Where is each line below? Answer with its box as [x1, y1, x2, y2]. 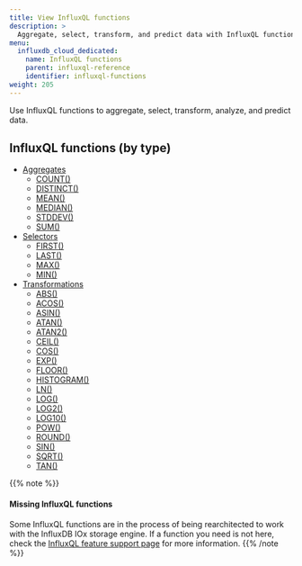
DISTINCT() [35, 184, 79, 194]
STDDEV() [35, 212, 75, 223]
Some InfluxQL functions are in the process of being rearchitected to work [9, 518, 285, 529]
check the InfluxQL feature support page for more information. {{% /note [9, 537, 279, 549]
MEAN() [35, 193, 66, 203]
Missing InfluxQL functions [9, 499, 113, 509]
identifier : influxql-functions [25, 72, 147, 81]
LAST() [35, 250, 63, 261]
